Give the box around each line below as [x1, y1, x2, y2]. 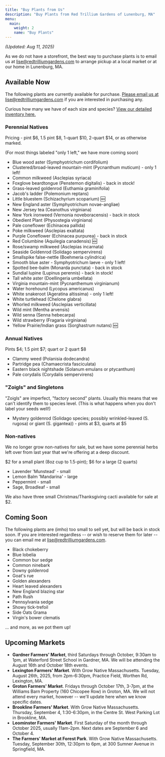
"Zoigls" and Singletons [5, 384, 64, 391]
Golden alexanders [12, 578, 51, 584]
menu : [5, 16, 16, 21]
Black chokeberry [12, 546, 48, 552]
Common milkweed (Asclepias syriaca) [12, 175, 92, 181]
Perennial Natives [5, 123, 48, 130]
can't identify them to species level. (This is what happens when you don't [5, 400, 156, 406]
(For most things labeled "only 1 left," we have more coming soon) [5, 150, 139, 156]
